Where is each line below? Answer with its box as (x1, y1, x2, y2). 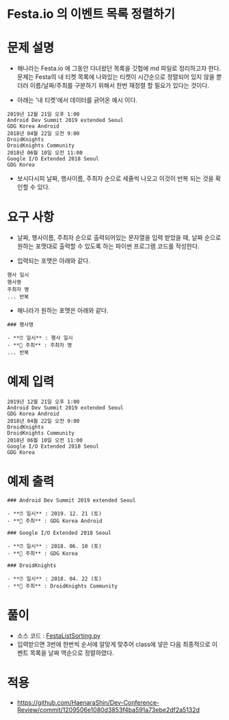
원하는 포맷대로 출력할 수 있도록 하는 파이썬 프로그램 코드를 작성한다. (16, 242, 200, 250)
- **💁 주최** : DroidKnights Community (7, 582, 118, 590)
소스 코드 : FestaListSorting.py (16, 632, 101, 640)
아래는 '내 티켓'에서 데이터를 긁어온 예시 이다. (16, 96, 138, 104)
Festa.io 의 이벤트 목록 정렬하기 (7, 6, 176, 22)
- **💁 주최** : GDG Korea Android (7, 517, 103, 525)
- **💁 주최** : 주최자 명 (7, 342, 72, 349)
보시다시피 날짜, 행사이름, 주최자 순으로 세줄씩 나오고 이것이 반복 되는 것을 (16, 174, 214, 182)
